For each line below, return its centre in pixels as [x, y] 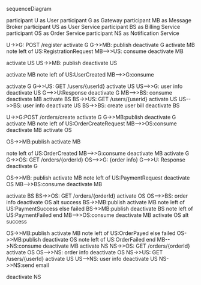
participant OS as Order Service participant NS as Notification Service [93, 33]
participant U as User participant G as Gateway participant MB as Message [99, 20]
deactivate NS [24, 277]
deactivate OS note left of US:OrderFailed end [99, 240]
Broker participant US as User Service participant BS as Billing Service [93, 27]
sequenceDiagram [29, 9]
